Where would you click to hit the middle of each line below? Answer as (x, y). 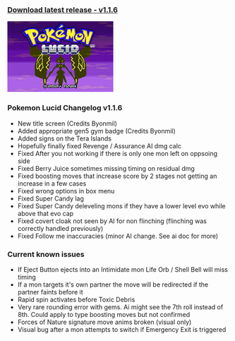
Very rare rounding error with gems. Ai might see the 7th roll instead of (120, 307)
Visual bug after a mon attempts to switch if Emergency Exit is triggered (122, 329)
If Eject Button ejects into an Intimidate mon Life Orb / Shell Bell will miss (122, 269)
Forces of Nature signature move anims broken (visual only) (104, 322)
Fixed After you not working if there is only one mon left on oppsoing (117, 153)
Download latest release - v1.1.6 (63, 10)
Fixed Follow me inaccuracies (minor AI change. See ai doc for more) (118, 236)
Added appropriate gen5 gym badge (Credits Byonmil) (97, 131)
